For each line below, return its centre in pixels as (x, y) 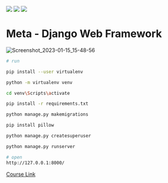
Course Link (21, 174)
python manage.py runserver (41, 146)
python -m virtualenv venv (39, 82)
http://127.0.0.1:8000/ (35, 163)
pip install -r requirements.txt (47, 104)
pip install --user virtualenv (45, 72)
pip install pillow (30, 125)
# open (14, 157)
